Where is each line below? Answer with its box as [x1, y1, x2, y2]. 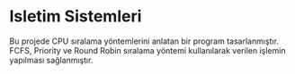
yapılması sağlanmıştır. [9, 54, 94, 65]
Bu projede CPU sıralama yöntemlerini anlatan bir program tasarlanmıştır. [9, 36, 279, 46]
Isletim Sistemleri [9, 6, 142, 27]
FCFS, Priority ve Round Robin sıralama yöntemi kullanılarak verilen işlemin [9, 45, 286, 55]
